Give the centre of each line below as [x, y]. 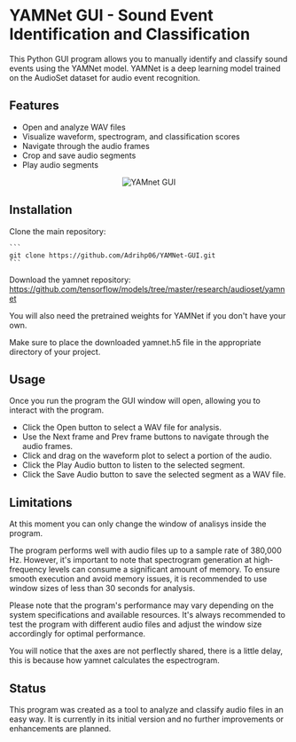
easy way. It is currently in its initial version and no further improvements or [147, 719]
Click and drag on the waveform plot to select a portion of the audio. [147, 456]
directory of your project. [55, 351]
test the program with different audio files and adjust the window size [136, 624]
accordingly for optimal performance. [78, 634]
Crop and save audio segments [79, 155]
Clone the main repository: [58, 231]
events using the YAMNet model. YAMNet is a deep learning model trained [145, 68]
